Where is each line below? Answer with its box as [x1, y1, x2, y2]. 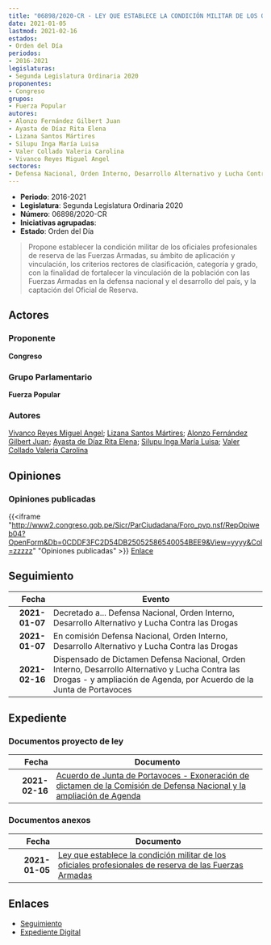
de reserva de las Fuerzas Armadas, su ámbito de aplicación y [27, 251, 236, 260]
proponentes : [8, 79, 52, 87]
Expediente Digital [19, 927, 81, 937]
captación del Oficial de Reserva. [27, 285, 139, 295]
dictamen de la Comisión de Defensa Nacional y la [56, 780, 246, 791]
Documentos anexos [8, 815, 91, 826]
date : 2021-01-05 [8, 19, 67, 28]
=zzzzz [8, 545, 33, 555]
